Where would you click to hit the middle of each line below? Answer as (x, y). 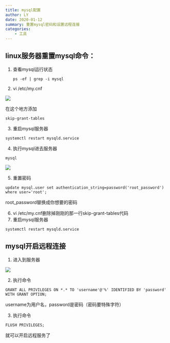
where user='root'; (26, 192)
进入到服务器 (26, 259)
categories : (18, 29)
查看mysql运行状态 (33, 69)
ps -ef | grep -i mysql (38, 79)
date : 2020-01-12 (24, 19)
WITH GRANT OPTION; (26, 294)
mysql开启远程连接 (36, 246)
